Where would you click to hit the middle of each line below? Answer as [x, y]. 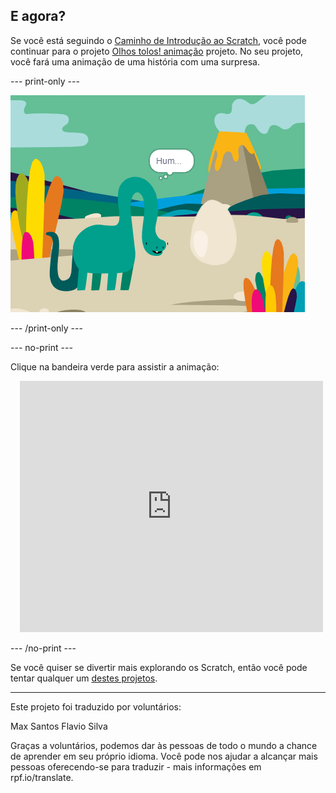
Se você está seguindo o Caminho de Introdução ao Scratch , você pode [158, 40]
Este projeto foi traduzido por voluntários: [96, 706]
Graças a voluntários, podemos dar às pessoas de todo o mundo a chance [164, 745]
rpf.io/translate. [42, 777]
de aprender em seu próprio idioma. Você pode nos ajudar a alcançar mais [164, 756]
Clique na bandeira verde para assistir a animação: [115, 366]
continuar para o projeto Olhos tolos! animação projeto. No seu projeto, [157, 51]
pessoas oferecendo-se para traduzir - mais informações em [136, 766]
